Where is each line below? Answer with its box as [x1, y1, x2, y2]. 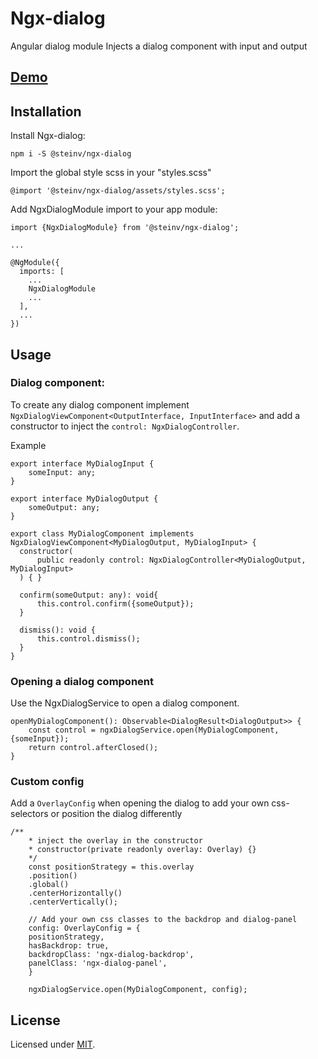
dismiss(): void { [19, 625, 97, 635]
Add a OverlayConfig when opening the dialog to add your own [10, 797, 270, 809]
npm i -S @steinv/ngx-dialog [10, 149, 132, 159]
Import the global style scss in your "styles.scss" [10, 167, 212, 179]
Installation [10, 103, 82, 120]
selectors [10, 808, 49, 820]
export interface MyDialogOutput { [10, 493, 159, 504]
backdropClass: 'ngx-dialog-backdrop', [28, 950, 195, 960]
